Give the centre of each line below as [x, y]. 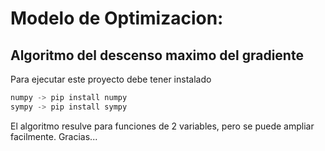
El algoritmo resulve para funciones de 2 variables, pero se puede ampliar [162, 126]
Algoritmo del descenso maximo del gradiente [157, 55]
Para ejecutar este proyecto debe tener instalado [111, 79]
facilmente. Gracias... [54, 136]
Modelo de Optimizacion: [117, 18]
